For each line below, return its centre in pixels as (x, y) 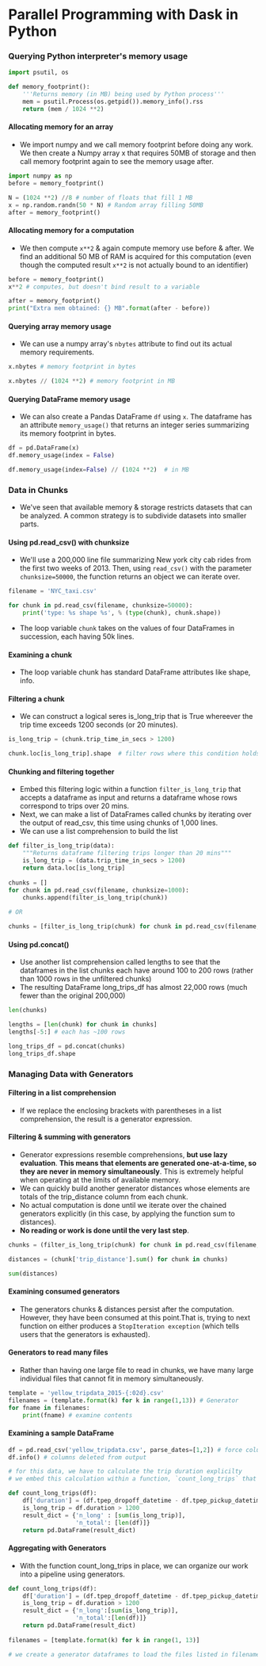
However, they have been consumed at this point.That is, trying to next (135, 1317)
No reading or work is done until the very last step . (104, 1230)
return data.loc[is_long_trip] (74, 868)
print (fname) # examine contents (78, 1415)
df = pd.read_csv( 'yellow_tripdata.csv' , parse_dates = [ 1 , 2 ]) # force (125, 1450)
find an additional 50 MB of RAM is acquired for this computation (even (135, 256)
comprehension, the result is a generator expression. (106, 1118)
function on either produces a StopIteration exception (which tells (129, 1326)
